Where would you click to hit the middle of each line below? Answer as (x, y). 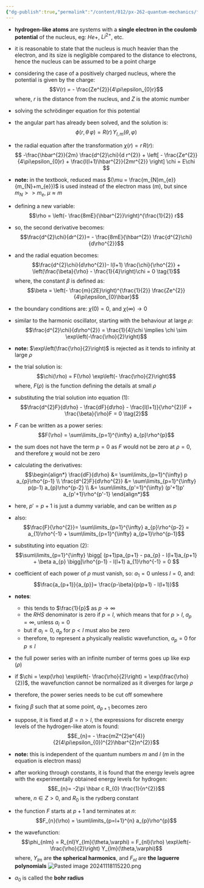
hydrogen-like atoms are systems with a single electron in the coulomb (106, 29)
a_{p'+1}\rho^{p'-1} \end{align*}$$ (106, 494)
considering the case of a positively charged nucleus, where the (95, 73)
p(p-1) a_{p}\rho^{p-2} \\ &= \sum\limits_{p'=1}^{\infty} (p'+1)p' (106, 487)
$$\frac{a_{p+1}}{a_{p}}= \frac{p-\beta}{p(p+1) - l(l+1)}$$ (106, 584)
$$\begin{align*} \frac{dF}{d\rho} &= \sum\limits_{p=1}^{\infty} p (106, 474)
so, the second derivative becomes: (59, 227)
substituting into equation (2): (51, 545)
